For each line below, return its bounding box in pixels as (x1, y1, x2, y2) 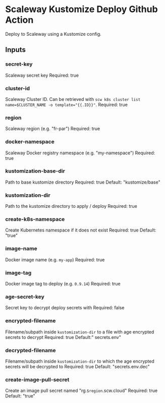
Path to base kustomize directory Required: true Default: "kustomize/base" (5, 179, 160, 185)
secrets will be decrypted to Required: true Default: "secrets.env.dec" (5, 363, 150, 369)
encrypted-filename (5, 317, 56, 324)
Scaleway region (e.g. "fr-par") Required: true (5, 126, 100, 132)
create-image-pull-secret (5, 376, 70, 383)
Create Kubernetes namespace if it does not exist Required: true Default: (5, 227, 156, 233)
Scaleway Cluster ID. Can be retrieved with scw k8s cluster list (5, 96, 141, 102)
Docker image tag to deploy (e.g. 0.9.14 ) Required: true (5, 281, 121, 286)
